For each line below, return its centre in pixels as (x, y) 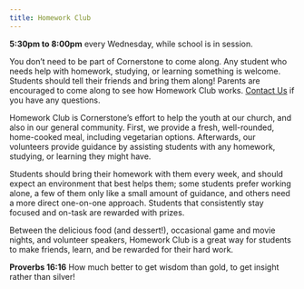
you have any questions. (55, 100)
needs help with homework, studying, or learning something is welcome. (145, 71)
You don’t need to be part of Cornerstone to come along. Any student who (148, 61)
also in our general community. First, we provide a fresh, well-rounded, (142, 127)
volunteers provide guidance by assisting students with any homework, (142, 146)
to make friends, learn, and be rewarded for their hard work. (122, 249)
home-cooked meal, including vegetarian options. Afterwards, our (132, 136)
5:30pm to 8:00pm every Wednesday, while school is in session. (132, 44)
